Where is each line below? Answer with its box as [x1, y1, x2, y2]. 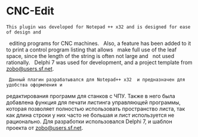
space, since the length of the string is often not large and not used [6, 52, 175, 59]
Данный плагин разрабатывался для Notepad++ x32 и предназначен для [8, 77, 185, 83]
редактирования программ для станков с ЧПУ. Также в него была [6, 92, 175, 99]
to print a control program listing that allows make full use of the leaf [6, 46, 177, 53]
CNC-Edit [6, 4, 55, 18]
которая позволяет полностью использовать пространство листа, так [6, 105, 185, 112]
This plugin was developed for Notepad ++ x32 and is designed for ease [6, 24, 191, 30]
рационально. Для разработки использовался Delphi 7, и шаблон [6, 118, 172, 125]
